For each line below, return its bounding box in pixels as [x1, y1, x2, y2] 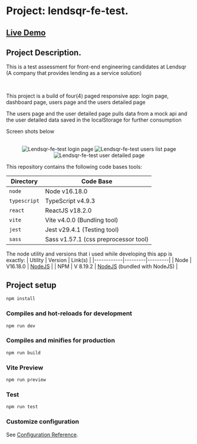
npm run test [6, 404, 38, 410]
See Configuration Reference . [6, 431, 78, 438]
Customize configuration [6, 417, 80, 426]
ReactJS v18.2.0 [45, 207, 92, 215]
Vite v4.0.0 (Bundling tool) [45, 216, 119, 224]
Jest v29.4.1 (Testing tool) [45, 226, 119, 234]
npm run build [6, 350, 41, 355]
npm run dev [6, 323, 35, 329]
